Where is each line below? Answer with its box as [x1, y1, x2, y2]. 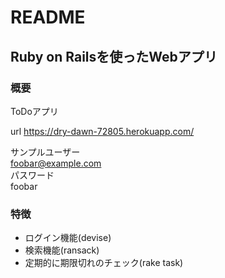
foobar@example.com [10, 157, 102, 169]
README [10, 6, 86, 29]
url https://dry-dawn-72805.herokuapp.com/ [10, 125, 195, 137]
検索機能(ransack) [24, 244, 100, 256]
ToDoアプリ [10, 105, 59, 117]
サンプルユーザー [10, 146, 81, 158]
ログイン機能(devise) [24, 232, 112, 244]
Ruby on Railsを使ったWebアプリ [10, 48, 218, 65]
